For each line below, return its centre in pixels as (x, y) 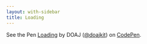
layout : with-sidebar (33, 12)
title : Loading (25, 17)
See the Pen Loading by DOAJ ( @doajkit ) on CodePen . (74, 34)
